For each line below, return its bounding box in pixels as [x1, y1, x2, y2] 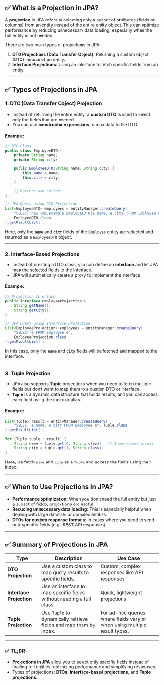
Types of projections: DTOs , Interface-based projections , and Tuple [12, 669, 151, 675]
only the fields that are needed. [12, 117, 75, 122]
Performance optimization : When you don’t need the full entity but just [12, 496, 156, 502]
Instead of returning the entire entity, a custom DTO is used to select [12, 111, 150, 117]
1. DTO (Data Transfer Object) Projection [5, 100, 102, 107]
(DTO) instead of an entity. [12, 56, 66, 62]
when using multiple [100, 622, 147, 628]
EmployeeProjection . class [14, 335, 67, 340]
